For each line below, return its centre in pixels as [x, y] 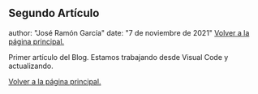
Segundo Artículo [54, 13]
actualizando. [31, 66]
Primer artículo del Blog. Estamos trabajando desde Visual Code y [118, 57]
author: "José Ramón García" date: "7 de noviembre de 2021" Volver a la [129, 32]
